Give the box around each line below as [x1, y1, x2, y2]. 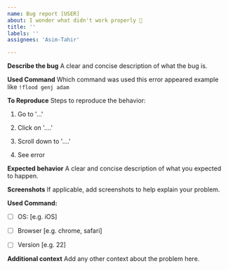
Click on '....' [17, 123, 53, 132]
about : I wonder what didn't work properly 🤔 [7, 17, 142, 24]
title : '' [7, 23, 36, 30]
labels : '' [7, 29, 39, 37]
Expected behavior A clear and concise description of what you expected [7, 164, 222, 173]
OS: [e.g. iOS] [17, 212, 58, 221]
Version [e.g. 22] [17, 241, 67, 249]
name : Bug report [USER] [7, 10, 80, 18]
